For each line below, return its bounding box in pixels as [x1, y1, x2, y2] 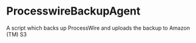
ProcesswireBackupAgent [6, 4, 141, 18]
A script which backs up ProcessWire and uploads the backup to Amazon [6, 24, 190, 31]
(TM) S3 [6, 30, 27, 38]
